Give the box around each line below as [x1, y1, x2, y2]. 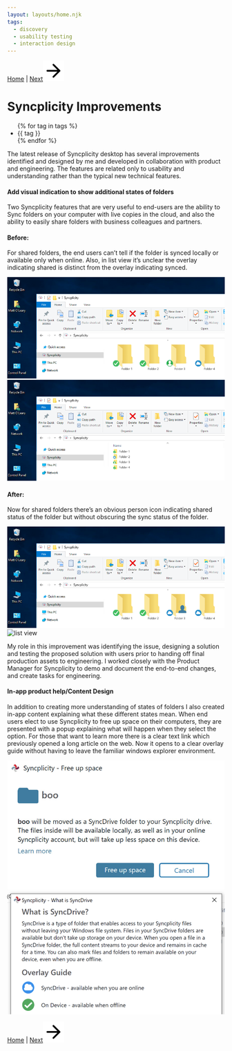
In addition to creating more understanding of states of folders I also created [7, 703, 224, 711]
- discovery [13, 26, 48, 32]
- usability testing [13, 33, 72, 40]
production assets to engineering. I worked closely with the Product [7, 657, 200, 665]
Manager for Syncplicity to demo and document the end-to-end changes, [7, 664, 216, 673]
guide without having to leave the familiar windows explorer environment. [7, 746, 216, 755]
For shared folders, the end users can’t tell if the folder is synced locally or [7, 249, 219, 257]
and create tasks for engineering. [7, 671, 102, 679]
